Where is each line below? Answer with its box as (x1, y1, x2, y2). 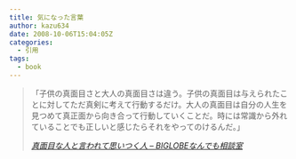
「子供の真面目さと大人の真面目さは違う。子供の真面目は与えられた (30, 88, 280, 99)
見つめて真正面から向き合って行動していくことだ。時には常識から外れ (30, 110, 288, 121)
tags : (9, 54, 29, 63)
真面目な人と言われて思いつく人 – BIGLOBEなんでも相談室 (30, 139, 244, 151)
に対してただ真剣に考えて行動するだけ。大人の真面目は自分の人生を (38, 99, 287, 109)
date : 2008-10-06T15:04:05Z (9, 29, 114, 38)
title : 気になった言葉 (9, 12, 84, 22)
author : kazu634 (9, 21, 69, 30)
